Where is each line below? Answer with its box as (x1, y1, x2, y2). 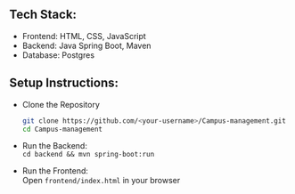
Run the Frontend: (21, 166, 89, 176)
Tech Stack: (9, 7, 78, 22)
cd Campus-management (21, 125, 102, 133)
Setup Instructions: (9, 76, 119, 91)
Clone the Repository (21, 99, 101, 109)
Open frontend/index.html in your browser (21, 175, 181, 186)
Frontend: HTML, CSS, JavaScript (21, 30, 147, 41)
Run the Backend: (21, 141, 87, 151)
